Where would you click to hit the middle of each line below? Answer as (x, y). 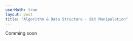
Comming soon (21, 33)
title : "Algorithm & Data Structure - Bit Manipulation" (67, 19)
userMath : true (21, 10)
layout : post (19, 14)
